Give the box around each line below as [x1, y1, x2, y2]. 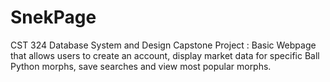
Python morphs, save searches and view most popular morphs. [10, 60, 272, 72]
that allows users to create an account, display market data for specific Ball [10, 49, 320, 61]
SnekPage [10, 6, 97, 29]
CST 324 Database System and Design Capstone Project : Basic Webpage [10, 39, 317, 51]
